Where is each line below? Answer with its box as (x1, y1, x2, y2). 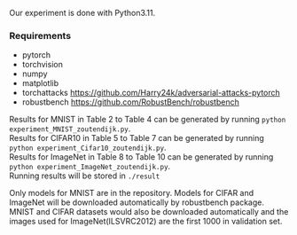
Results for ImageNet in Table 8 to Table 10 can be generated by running (9, 152, 274, 162)
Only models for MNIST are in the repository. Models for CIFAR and (9, 188, 254, 199)
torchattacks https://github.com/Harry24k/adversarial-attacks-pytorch (21, 88, 281, 98)
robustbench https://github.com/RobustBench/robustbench (21, 97, 239, 107)
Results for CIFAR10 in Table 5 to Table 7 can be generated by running (9, 133, 264, 144)
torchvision (21, 59, 64, 70)
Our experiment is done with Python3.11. (9, 8, 156, 18)
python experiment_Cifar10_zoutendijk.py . (9, 142, 167, 153)
